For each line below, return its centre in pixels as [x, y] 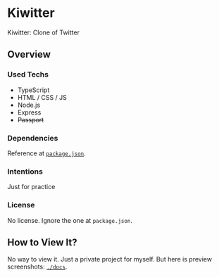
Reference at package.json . [46, 153]
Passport [31, 120]
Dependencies [33, 138]
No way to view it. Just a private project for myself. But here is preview [110, 259]
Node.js [29, 105]
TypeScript [33, 90]
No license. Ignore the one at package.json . [70, 220]
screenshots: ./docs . [37, 267]
